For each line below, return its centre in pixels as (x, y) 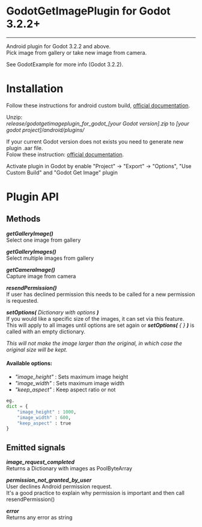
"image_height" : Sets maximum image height (71, 377)
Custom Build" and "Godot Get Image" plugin (62, 172)
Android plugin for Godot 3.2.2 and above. (59, 46)
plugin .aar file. (25, 148)
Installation (35, 89)
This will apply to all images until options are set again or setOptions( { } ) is (100, 325)
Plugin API (32, 197)
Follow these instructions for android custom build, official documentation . (98, 105)
